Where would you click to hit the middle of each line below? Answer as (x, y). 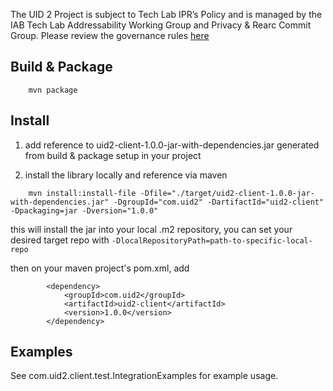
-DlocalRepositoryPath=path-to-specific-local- (212, 240)
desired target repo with (60, 240)
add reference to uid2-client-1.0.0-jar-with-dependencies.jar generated (172, 145)
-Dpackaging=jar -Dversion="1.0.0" (84, 210)
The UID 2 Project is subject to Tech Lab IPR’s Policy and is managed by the (166, 14)
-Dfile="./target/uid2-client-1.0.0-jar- (227, 193)
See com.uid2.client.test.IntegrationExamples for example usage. (144, 376)
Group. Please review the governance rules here (110, 35)
